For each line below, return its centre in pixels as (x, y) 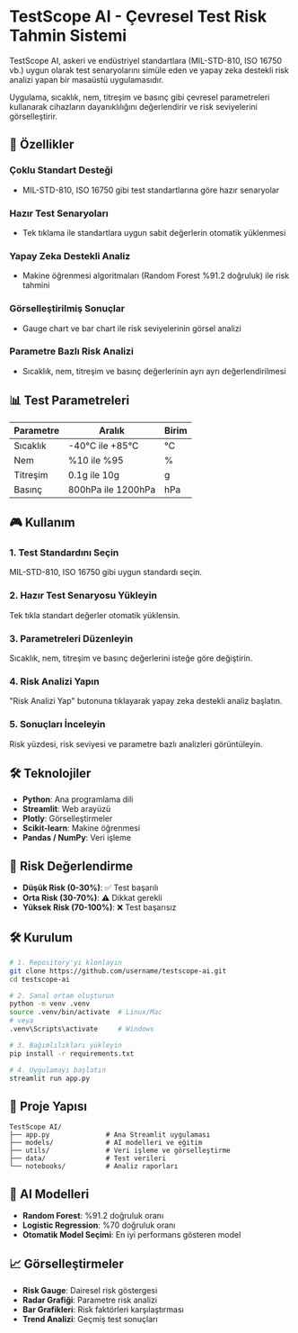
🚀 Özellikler (42, 144)
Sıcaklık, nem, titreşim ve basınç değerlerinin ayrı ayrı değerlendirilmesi (154, 371)
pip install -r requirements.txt (72, 1054)
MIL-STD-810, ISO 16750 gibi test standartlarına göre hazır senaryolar (151, 190)
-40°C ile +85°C (103, 446)
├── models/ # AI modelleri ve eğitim (106, 1143)
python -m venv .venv (50, 1004)
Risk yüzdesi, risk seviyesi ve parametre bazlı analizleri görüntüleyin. (136, 743)
